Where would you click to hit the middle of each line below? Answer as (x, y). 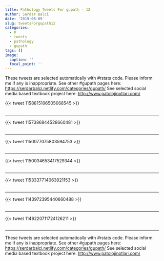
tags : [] (14, 50)
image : (12, 55)
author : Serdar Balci (27, 14)
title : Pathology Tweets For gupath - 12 (48, 10)
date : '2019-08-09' (25, 19)
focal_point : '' (26, 64)
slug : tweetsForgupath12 (30, 23)
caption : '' (22, 60)
